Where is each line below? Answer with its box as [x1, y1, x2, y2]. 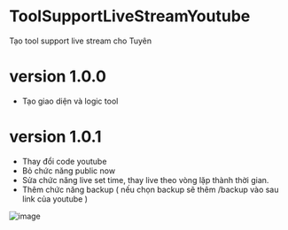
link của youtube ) [21, 193, 89, 204]
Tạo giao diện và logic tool [21, 96, 119, 106]
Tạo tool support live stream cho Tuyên [9, 35, 152, 46]
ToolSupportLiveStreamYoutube [9, 6, 251, 27]
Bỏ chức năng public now [21, 165, 116, 176]
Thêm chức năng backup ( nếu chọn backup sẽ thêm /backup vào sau [21, 184, 279, 195]
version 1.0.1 [9, 126, 102, 147]
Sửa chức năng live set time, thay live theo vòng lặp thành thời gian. [21, 174, 269, 185]
